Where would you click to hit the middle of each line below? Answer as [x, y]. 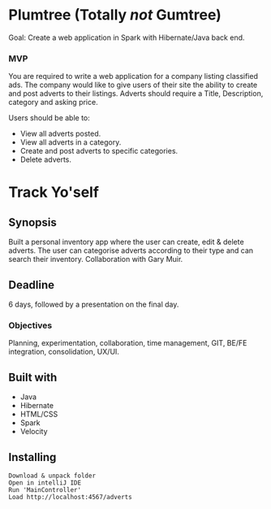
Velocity [34, 432]
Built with [33, 377]
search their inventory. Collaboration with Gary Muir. [96, 259]
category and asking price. [54, 102]
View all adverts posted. [60, 134]
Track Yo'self [54, 192]
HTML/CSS [39, 414]
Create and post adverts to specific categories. [99, 151]
